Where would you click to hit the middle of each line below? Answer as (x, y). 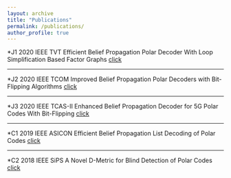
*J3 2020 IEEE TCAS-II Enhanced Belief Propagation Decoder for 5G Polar (113, 107)
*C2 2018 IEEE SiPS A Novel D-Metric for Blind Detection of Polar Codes (110, 160)
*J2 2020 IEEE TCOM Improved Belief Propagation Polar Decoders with (109, 79)
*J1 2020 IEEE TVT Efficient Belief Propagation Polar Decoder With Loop (110, 52)
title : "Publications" (40, 20)
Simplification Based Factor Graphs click (65, 60)
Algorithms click (54, 87)
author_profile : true (38, 33)
